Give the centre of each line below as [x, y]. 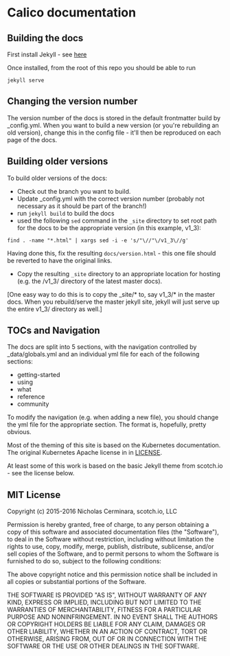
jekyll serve [26, 80]
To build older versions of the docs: [57, 178]
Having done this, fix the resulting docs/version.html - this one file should [112, 253]
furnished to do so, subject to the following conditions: [84, 561]
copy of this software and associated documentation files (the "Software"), [113, 532]
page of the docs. [32, 139]
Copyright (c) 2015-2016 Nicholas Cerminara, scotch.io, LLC [92, 511]
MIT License [34, 495]
